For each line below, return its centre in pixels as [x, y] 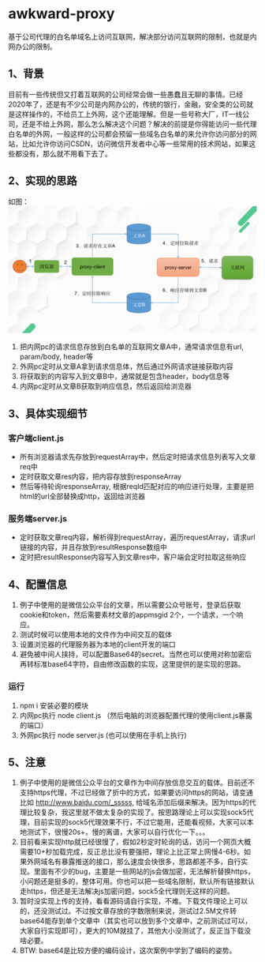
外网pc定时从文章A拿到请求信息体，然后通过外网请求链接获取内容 [127, 366]
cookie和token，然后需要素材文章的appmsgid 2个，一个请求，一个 [128, 615]
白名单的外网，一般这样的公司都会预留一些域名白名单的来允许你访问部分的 [129, 133]
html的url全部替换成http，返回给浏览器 [82, 496]
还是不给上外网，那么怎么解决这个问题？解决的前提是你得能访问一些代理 [139, 124]
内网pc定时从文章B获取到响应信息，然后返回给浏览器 [105, 386]
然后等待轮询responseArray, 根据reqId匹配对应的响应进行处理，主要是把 [137, 487]
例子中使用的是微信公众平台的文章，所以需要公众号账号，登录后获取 [130, 605]
